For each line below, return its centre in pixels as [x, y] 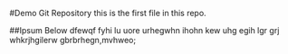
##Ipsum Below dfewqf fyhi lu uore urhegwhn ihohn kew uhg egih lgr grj [144, 30]
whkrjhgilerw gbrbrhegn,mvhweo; [73, 40]
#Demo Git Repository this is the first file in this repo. [108, 13]
